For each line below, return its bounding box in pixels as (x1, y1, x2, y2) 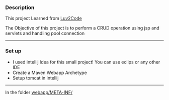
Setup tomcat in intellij (12, 74, 59, 81)
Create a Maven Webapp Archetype (12, 69, 87, 75)
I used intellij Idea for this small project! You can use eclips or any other (12, 59, 160, 65)
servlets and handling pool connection (5, 30, 84, 36)
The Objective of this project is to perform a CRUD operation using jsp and (5, 25, 159, 31)
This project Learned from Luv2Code (5, 15, 82, 21)
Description (5, 4, 35, 11)
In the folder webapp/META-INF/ (5, 89, 73, 95)
